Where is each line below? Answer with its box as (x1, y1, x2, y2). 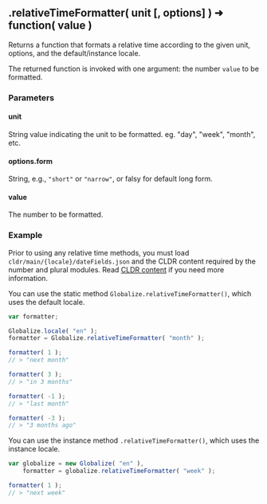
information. (8, 273, 49, 283)
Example (8, 230, 43, 241)
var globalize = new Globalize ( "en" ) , (8, 459, 145, 468)
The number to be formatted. (8, 210, 104, 220)
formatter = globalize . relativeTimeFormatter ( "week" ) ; (22, 467, 216, 475)
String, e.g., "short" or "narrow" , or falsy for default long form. (8, 174, 213, 184)
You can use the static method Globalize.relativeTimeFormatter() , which (8, 288, 252, 298)
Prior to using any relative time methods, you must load (8, 248, 190, 257)
